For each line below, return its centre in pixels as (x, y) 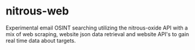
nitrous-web (37, 11)
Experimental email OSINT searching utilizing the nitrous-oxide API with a (97, 28)
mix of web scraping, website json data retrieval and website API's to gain (97, 34)
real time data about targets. (41, 40)
